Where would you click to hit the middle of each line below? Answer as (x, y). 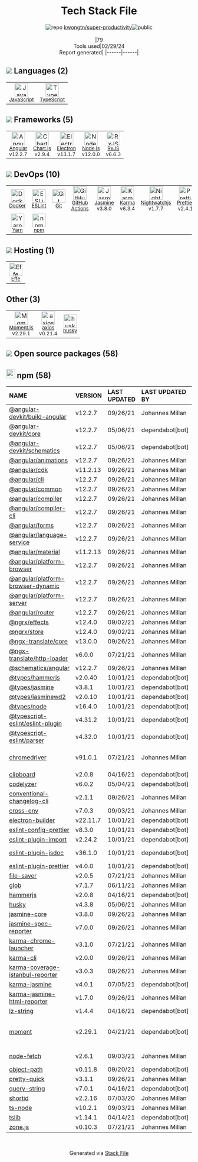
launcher (21, 949)
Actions (80, 209)
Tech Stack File (99, 11)
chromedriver (28, 758)
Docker (18, 206)
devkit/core (25, 434)
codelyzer (23, 784)
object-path (26, 1070)
